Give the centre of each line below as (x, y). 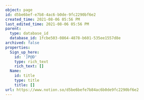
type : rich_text (32, 62)
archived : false (22, 43)
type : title (27, 80)
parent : (13, 29)
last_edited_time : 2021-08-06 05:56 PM (47, 24)
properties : (18, 47)
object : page (19, 10)
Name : (16, 71)
